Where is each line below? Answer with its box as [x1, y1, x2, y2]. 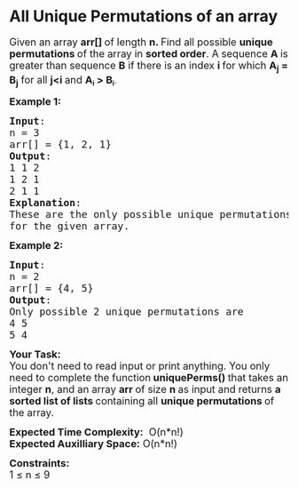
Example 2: [9, 239, 64, 252]
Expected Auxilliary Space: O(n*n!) [9, 437, 178, 451]
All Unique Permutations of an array [9, 6, 278, 27]
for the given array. [9, 220, 130, 233]
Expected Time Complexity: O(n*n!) [9, 426, 184, 439]
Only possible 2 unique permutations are [9, 305, 244, 318]
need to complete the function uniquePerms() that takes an [9, 372, 289, 384]
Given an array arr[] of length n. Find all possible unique [9, 36, 273, 48]
